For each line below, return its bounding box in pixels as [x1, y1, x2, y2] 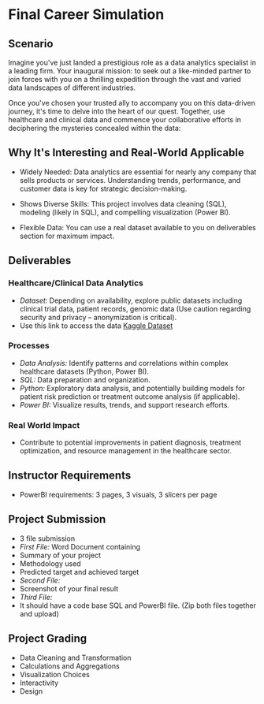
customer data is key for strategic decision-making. [19, 184, 188, 193]
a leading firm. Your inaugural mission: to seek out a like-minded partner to [8, 66, 251, 76]
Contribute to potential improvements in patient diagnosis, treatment [19, 438, 242, 447]
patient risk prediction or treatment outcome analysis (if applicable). [19, 392, 240, 401]
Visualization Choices [19, 669, 91, 679]
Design [19, 686, 43, 695]
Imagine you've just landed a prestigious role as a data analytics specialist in [8, 58, 256, 67]
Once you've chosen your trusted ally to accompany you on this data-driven [8, 99, 256, 107]
